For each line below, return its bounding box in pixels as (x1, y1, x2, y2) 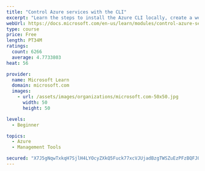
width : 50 (22, 100, 48, 106)
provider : (6, 71, 32, 77)
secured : (6, 155, 29, 162)
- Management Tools (12, 144, 62, 150)
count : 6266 (12, 49, 43, 55)
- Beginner (12, 122, 40, 128)
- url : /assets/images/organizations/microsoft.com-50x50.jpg (17, 94, 179, 100)
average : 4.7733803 (12, 54, 62, 60)
